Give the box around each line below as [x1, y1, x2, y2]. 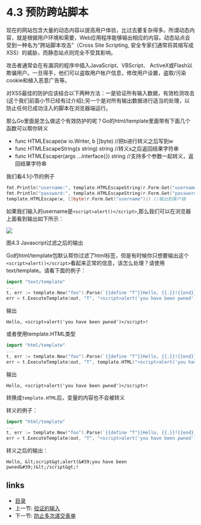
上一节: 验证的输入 [14, 505, 60, 512]
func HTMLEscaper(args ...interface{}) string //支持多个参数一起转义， [14, 152, 188, 160]
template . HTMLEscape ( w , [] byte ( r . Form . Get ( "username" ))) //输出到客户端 [6, 196, 186, 202]
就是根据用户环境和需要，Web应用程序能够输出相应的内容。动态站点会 [16, 34, 190, 41]
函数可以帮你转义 [6, 124, 48, 132]
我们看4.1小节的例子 [6, 172, 55, 180]
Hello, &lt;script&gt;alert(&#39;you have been [6, 459, 127, 465]
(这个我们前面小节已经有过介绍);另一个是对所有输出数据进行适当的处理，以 [6, 97, 190, 104]
